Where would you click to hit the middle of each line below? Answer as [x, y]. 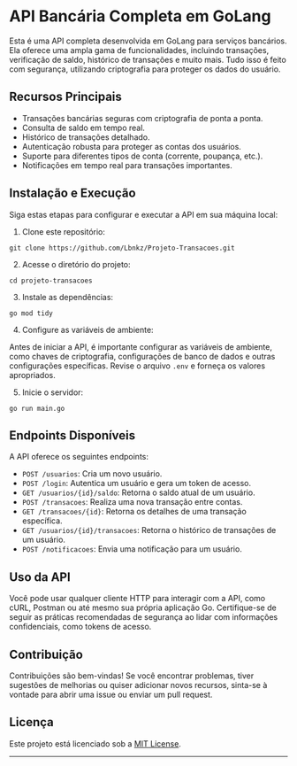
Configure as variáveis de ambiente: [88, 329]
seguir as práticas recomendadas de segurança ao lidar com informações [144, 617]
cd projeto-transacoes [51, 281]
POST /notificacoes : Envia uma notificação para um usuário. [132, 549]
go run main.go [37, 408]
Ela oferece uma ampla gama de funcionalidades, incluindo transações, [139, 50]
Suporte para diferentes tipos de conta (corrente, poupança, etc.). [142, 156]
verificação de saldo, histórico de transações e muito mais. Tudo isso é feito [148, 59]
